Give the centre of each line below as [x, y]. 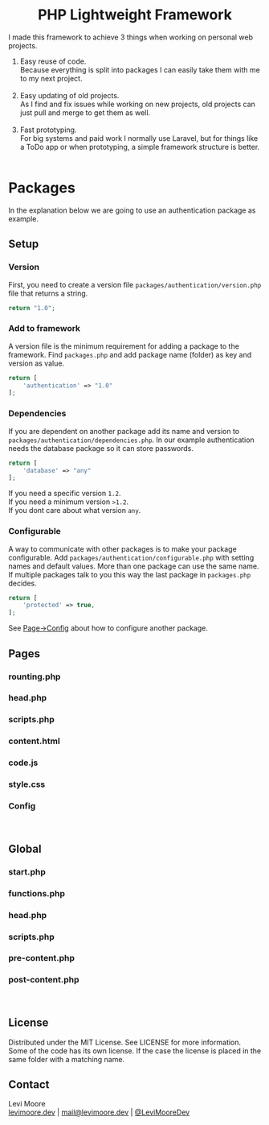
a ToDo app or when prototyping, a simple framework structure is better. [140, 147]
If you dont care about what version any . [75, 511]
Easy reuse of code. [53, 61]
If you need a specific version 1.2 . [65, 494]
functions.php [37, 893]
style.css [27, 784]
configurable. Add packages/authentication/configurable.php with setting [131, 557]
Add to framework [45, 329]
